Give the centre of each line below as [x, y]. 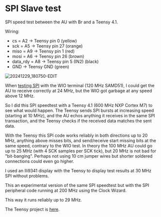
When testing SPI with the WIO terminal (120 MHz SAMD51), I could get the [80, 85]
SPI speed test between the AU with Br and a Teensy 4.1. [62, 22]
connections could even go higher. [40, 161]
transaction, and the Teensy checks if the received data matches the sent [78, 121]
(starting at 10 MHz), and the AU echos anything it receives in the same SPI [80, 115]
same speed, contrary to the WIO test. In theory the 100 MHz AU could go [79, 145]
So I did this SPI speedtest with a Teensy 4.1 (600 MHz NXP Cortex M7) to [79, 105]
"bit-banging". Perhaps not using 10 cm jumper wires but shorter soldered [79, 156]
